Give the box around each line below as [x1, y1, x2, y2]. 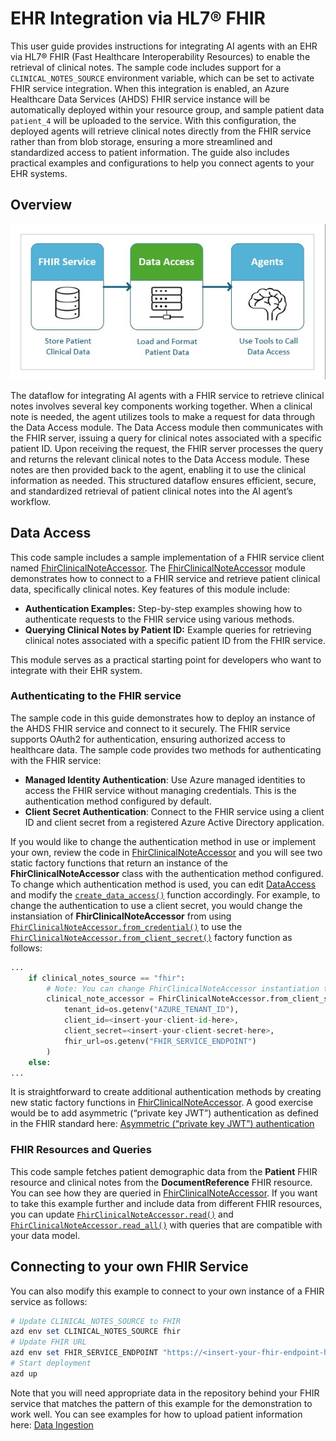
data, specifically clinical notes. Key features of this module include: [10, 583, 291, 595]
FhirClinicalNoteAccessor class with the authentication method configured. [10, 867, 324, 879]
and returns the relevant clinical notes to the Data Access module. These [10, 453, 310, 465]
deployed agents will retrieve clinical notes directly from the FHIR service [10, 125, 312, 137]
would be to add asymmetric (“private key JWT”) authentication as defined [10, 1107, 319, 1119]
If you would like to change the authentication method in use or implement [10, 835, 317, 847]
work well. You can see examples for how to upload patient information [10, 1408, 303, 1420]
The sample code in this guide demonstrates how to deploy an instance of [10, 712, 316, 724]
